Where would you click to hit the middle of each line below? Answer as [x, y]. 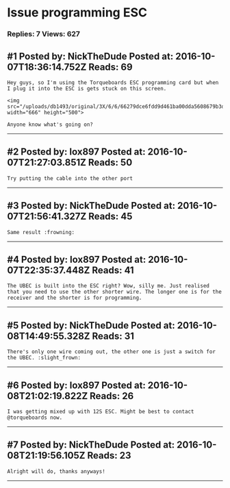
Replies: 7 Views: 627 [44, 34]
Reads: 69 [111, 67]
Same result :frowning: [41, 232]
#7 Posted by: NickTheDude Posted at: [91, 445]
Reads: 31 [113, 336]
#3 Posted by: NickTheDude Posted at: [91, 206]
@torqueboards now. [35, 418]
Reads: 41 [113, 270]
